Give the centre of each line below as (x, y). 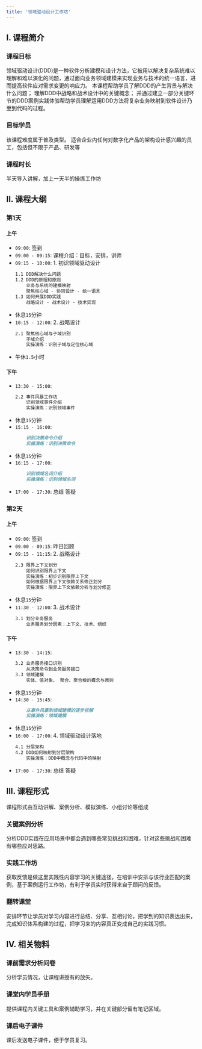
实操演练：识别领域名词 (51, 479)
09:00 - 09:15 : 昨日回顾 (44, 546)
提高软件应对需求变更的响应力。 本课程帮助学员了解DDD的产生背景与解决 (102, 86)
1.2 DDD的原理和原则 (38, 280)
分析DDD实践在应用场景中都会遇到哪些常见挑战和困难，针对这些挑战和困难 (99, 838)
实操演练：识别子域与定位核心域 (60, 345)
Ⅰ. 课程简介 (26, 38)
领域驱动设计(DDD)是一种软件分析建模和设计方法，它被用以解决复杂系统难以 (101, 70)
